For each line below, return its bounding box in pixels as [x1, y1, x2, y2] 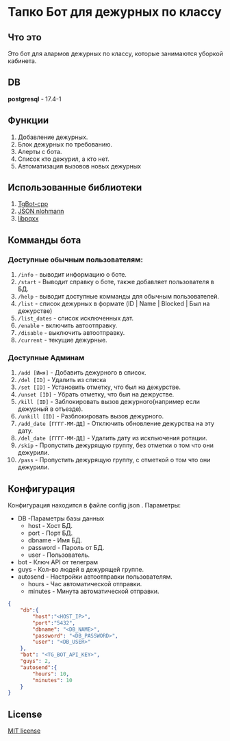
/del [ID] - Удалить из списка [17, 376, 107, 384]
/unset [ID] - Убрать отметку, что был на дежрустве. [17, 390, 175, 399]
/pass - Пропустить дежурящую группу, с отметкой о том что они [17, 456, 211, 464]
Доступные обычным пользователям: [8, 255, 143, 264]
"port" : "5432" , [32, 619, 76, 627]
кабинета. [8, 57, 37, 65]
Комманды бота [8, 234, 81, 246]
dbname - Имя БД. [27, 536, 83, 544]
